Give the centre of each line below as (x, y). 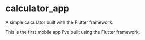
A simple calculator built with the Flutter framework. (59, 22)
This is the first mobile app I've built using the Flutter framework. (73, 32)
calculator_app (37, 9)
